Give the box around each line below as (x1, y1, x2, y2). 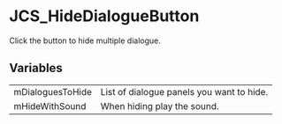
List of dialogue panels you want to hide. (100, 85, 269, 98)
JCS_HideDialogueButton (9, 6, 200, 26)
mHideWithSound (13, 99, 87, 112)
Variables (9, 61, 64, 76)
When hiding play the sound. (100, 99, 219, 112)
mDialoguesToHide (13, 85, 93, 98)
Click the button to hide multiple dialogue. (9, 35, 162, 46)
